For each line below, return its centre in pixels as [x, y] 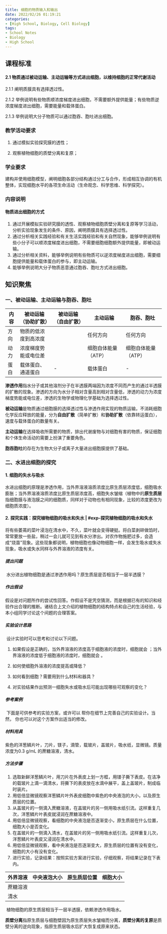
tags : [11, 28]
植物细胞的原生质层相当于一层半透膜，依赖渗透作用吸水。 [65, 909]
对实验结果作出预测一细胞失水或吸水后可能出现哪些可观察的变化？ [80, 687]
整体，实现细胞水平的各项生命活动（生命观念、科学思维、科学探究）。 [76, 185]
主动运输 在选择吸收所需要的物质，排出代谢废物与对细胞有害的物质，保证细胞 [83, 431]
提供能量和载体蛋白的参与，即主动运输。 [58, 261]
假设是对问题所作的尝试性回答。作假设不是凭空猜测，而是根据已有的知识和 [81, 600]
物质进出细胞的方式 [25, 212]
